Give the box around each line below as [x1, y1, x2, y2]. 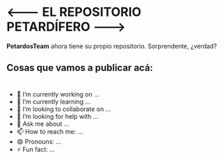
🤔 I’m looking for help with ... [16, 112, 99, 120]
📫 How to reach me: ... [16, 127, 83, 135]
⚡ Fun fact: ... [16, 145, 55, 153]
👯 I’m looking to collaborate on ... [16, 105, 111, 113]
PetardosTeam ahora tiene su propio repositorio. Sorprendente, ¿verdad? [6, 42, 217, 50]
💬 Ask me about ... [16, 119, 70, 128]
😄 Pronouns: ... [16, 137, 62, 146]
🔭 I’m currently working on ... [16, 90, 99, 98]
